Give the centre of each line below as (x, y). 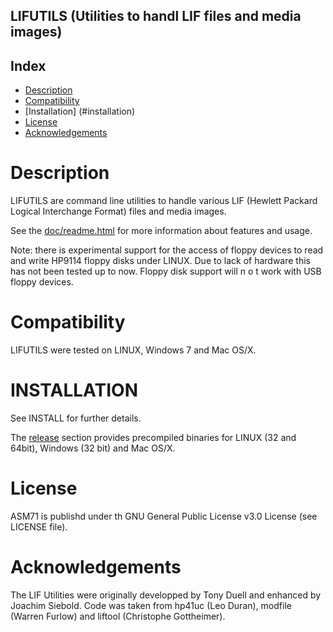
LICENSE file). (39, 526)
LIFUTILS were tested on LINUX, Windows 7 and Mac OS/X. (133, 350)
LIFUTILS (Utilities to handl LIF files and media (156, 16)
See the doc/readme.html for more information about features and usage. (161, 231)
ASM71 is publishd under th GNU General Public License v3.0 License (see (164, 516)
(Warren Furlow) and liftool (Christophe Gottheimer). (118, 616)
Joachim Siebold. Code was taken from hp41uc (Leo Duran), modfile (151, 605)
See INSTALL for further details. (76, 418)
